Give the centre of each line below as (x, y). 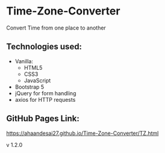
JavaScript (37, 80)
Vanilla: (24, 61)
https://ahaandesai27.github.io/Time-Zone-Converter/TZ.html (82, 133)
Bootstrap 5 (30, 87)
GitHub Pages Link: (43, 119)
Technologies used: (44, 47)
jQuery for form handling (45, 93)
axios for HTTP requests (45, 99)
